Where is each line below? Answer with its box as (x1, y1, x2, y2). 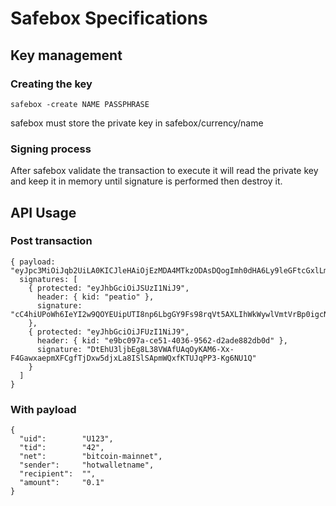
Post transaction (10, 234, 93, 248)
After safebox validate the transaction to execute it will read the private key (10, 165, 319, 177)
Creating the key (10, 77, 93, 91)
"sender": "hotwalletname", (19, 460, 155, 471)
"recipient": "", (19, 469, 97, 479)
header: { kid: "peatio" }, (36, 292, 155, 302)
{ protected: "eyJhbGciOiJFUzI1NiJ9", (28, 327, 190, 337)
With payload (10, 402, 77, 416)
